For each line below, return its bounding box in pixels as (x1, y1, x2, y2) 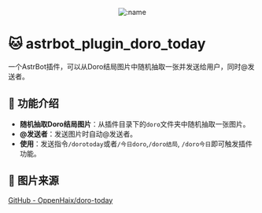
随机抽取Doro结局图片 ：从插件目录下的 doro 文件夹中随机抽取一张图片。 (19, 119, 250, 129)
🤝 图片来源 (8, 174, 59, 188)
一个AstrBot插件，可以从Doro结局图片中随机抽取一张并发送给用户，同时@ (8, 61, 248, 71)
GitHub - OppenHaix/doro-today (8, 195, 113, 204)
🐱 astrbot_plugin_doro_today (8, 35, 206, 53)
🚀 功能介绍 (8, 97, 59, 110)
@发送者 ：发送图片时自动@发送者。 (19, 129, 138, 138)
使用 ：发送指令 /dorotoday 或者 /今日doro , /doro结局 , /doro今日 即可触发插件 (19, 138, 253, 149)
